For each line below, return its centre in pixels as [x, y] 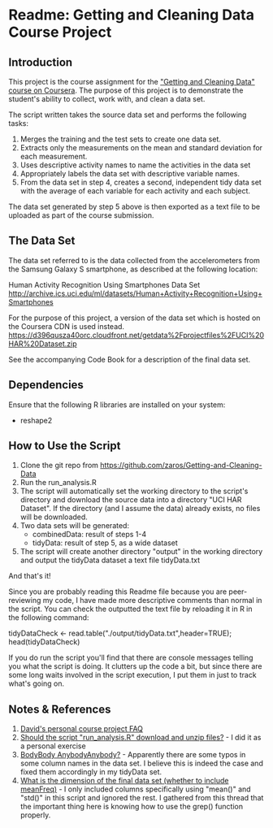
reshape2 [36, 420]
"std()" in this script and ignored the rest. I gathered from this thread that [142, 798]
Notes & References [60, 709]
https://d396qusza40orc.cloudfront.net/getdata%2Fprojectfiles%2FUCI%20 [136, 335]
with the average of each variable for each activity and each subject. [135, 191]
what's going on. [37, 683]
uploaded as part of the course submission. [81, 215]
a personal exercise [53, 746]
